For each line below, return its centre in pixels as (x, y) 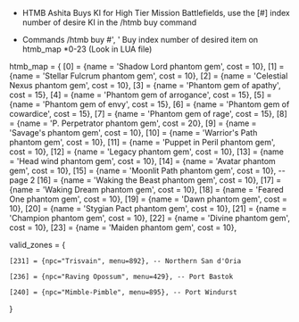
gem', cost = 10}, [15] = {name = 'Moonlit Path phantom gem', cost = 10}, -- (147, 170)
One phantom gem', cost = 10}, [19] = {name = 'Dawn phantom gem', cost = (148, 199)
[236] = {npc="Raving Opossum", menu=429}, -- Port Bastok (121, 277)
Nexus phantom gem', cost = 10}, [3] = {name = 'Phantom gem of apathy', (145, 85)
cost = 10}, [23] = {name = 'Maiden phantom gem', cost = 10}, (123, 227)
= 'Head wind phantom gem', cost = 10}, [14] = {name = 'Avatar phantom (143, 161)
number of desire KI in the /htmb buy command (109, 22)
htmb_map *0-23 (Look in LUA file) (87, 49)
